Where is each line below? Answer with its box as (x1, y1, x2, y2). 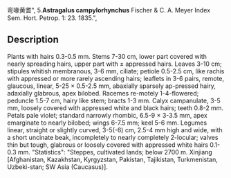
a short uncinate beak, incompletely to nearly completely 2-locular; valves (7, 133, 219, 141)
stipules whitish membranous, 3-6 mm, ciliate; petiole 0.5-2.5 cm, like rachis (7, 66, 225, 75)
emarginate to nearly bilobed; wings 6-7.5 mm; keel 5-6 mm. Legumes (7, 118, 207, 127)
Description (7, 34, 59, 46)
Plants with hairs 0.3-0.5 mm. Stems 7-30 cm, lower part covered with (7, 52, 207, 60)
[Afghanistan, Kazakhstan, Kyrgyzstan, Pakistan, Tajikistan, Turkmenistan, (7, 155, 218, 163)
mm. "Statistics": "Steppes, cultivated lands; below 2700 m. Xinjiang (17, 148, 212, 156)
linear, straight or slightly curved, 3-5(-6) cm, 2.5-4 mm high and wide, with (7, 125, 223, 134)
